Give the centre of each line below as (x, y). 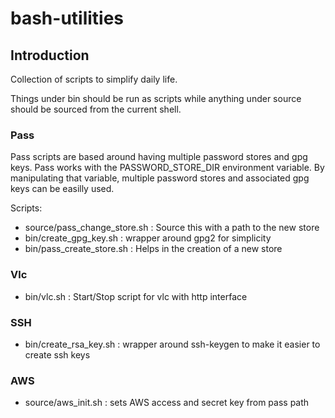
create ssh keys (57, 354)
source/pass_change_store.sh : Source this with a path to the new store (172, 228)
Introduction (50, 55)
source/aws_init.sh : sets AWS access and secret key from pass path (167, 403)
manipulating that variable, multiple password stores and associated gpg (160, 178)
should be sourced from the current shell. (96, 109)
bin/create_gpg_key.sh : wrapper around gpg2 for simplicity (148, 238)
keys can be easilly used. (62, 189)
